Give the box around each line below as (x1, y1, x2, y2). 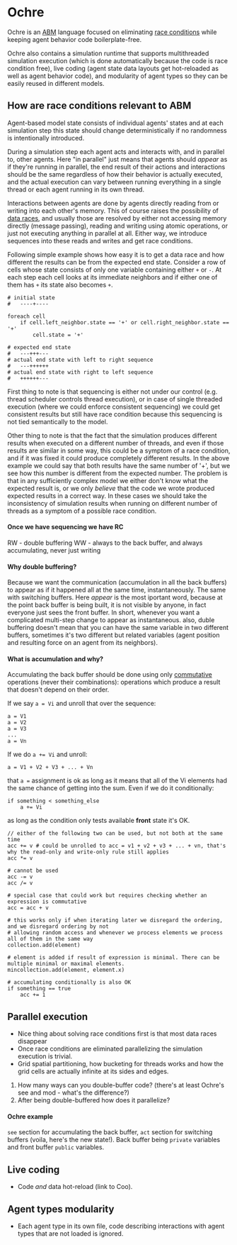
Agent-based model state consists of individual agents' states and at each (7, 118, 224, 127)
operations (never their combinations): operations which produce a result (7, 678, 221, 687)
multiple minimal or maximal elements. (7, 961, 125, 968)
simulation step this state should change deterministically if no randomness (7, 126, 228, 135)
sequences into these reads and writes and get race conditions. (7, 236, 193, 245)
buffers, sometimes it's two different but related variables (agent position (7, 631, 220, 639)
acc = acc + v (7, 904, 50, 912)
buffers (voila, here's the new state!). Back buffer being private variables (7, 1136, 221, 1144)
